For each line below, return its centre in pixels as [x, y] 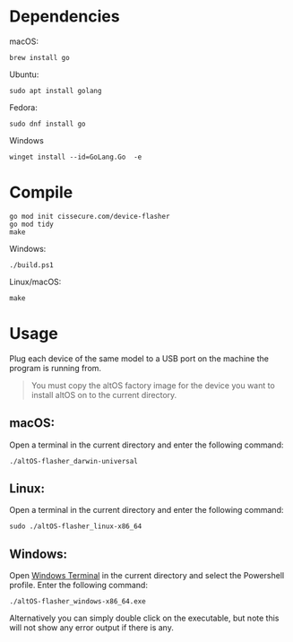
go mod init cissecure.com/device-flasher [90, 216]
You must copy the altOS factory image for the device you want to [153, 385]
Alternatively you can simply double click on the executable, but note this [144, 618]
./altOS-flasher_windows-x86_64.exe [78, 602]
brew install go [39, 57]
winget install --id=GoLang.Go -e [76, 157]
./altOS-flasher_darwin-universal [74, 461]
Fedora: [24, 107]
